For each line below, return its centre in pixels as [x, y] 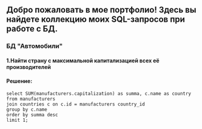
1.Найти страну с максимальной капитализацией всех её [83, 61]
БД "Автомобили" [35, 46]
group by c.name [27, 110]
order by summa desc [32, 115]
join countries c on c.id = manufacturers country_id [76, 104]
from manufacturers [31, 99]
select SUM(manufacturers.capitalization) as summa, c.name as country [99, 94]
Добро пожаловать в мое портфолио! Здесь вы [101, 10]
